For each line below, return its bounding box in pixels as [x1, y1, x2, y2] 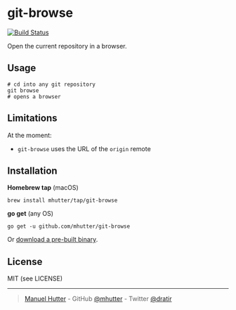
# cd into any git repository [7, 81, 96, 88]
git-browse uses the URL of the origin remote [17, 144, 151, 153]
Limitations [7, 112, 58, 124]
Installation [7, 164, 58, 176]
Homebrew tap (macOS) [7, 183, 79, 192]
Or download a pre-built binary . [7, 235, 98, 244]
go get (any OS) [7, 209, 54, 218]
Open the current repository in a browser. [7, 41, 128, 50]
